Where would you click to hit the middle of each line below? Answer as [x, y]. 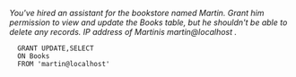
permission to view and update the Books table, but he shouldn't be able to [148, 22]
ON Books [34, 56]
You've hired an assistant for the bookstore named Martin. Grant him [137, 13]
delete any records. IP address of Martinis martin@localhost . [123, 32]
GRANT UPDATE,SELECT [56, 48]
